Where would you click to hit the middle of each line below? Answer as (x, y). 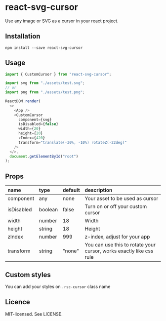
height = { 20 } (30, 133)
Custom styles (28, 275)
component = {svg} (35, 120)
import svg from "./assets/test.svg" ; (45, 83)
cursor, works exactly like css (119, 251)
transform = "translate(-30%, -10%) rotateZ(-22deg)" (72, 142)
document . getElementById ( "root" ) (44, 156)
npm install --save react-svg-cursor (44, 48)
